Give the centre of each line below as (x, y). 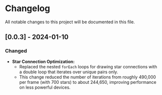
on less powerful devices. (45, 87)
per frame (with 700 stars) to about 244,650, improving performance (88, 82)
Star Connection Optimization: (43, 62)
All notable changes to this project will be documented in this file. (70, 22)
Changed (16, 51)
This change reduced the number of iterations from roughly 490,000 (88, 77)
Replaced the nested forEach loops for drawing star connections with (88, 66)
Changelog (28, 8)
